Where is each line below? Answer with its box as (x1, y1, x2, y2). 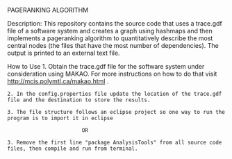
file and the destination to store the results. (7, 97, 151, 103)
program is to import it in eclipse (7, 115, 113, 122)
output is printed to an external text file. (7, 49, 120, 57)
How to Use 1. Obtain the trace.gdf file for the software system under (7, 62, 205, 70)
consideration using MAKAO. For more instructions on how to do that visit (7, 69, 217, 78)
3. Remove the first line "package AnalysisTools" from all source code (7, 139, 222, 146)
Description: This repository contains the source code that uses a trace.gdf (7, 19, 222, 27)
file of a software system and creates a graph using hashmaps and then (7, 27, 213, 35)
